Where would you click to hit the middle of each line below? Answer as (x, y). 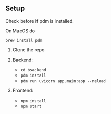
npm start (31, 106)
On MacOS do (20, 31)
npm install (33, 101)
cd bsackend (33, 70)
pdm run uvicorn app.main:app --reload (63, 81)
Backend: (23, 60)
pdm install (33, 75)
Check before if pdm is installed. (40, 21)
